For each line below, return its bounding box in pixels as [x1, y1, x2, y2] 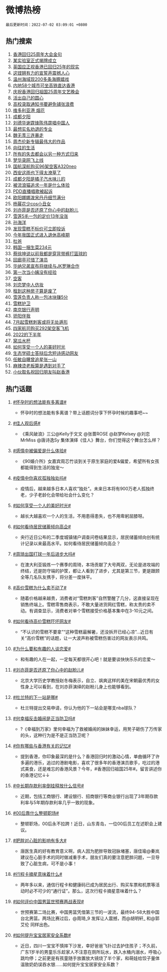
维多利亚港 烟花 [12, 107, 45, 113]
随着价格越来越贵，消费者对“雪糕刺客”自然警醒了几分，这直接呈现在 [20, 595, 160, 601]
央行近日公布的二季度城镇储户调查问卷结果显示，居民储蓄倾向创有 [20, 534, 156, 540]
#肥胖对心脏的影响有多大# [12, 837, 67, 843]
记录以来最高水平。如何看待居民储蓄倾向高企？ [24, 540, 121, 546]
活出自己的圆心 [12, 95, 44, 101]
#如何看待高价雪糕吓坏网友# [12, 618, 71, 624]
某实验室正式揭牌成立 [12, 57, 57, 63]
